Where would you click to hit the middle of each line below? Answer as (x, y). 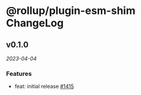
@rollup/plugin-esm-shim (71, 11)
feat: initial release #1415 (44, 86)
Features (19, 73)
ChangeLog (35, 23)
